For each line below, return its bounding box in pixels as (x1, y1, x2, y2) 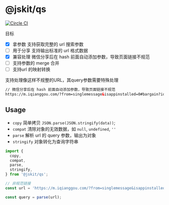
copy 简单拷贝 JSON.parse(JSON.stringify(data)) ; (12, 120, 116, 126)
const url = (5, 185, 30, 190)
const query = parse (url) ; (5, 194, 62, 199)
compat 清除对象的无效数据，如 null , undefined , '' (12, 126, 116, 132)
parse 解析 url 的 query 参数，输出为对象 (12, 132, 97, 138)
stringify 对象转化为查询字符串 (12, 138, 79, 144)
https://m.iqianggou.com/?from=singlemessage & (5, 92, 105, 97)
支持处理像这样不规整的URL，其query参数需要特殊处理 (5, 77, 119, 83)
